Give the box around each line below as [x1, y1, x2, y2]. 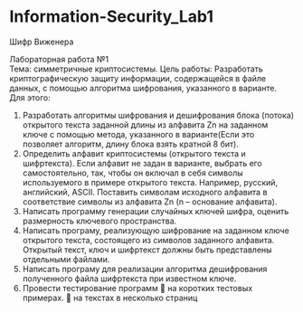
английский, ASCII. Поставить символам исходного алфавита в [22, 186, 268, 197]
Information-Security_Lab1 [9, 6, 214, 27]
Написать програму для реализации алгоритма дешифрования [22, 263, 268, 274]
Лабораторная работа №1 [9, 53, 109, 64]
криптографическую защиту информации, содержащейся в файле [9, 72, 267, 83]
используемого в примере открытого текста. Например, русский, [22, 176, 279, 187]
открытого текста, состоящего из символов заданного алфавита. [22, 234, 275, 245]
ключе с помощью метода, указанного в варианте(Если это [22, 128, 255, 139]
